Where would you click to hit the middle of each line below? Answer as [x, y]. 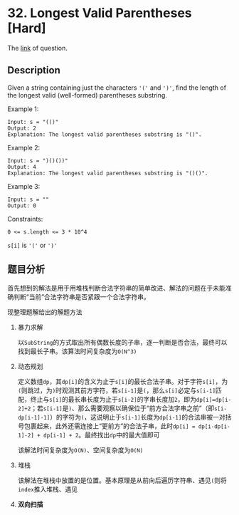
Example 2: [24, 147]
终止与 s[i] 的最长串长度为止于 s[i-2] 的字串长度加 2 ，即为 [113, 399]
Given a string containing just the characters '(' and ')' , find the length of [117, 88]
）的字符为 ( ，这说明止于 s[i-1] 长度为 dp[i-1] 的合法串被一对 [137, 417]
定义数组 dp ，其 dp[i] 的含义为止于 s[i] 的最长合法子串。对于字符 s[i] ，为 [123, 381]
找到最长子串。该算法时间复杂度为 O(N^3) [77, 351]
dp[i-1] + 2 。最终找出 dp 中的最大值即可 [102, 435]
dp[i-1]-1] [34, 417]
